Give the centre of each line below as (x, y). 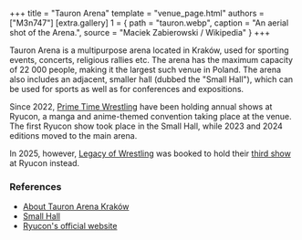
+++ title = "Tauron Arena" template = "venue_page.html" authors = (137, 13)
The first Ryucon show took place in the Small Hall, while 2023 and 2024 (146, 126)
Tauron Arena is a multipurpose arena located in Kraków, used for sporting (149, 50)
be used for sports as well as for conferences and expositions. (127, 89)
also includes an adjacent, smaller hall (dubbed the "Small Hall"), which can (151, 79)
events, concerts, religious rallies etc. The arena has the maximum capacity (151, 60)
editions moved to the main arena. (73, 136)
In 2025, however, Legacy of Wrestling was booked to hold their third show (151, 153)
